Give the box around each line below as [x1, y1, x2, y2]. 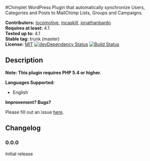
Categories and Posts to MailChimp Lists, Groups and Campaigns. [5, 10, 143, 16]
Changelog [5, 124, 41, 132]
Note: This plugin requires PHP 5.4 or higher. [5, 69, 101, 75]
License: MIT [5, 41, 33, 47]
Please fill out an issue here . [5, 109, 64, 115]
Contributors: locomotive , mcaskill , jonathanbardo [5, 20, 111, 25]
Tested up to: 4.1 [5, 31, 41, 36]
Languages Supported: [5, 79, 55, 86]
